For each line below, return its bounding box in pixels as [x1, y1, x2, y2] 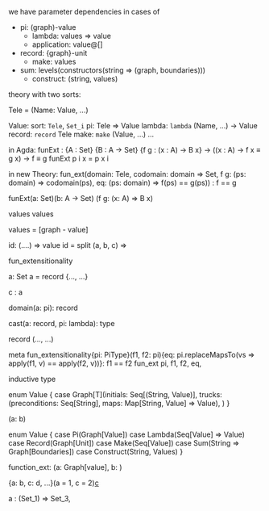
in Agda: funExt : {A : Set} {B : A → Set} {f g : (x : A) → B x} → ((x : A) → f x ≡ [8, 145, 261, 154]
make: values [31, 57, 77, 66]
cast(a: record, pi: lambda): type [8, 319, 115, 328]
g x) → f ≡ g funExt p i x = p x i [8, 153, 109, 163]
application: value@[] [31, 40, 103, 49]
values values [8, 209, 54, 219]
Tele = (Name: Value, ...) [8, 105, 89, 115]
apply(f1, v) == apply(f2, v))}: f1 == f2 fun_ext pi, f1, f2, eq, [8, 358, 202, 368]
